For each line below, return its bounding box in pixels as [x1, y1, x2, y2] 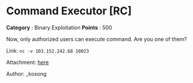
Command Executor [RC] [6, 4, 132, 18]
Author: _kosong [6, 70, 47, 77]
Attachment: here [6, 59, 49, 66]
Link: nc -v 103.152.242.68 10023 [6, 47, 90, 54]
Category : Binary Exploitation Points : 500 [6, 24, 112, 31]
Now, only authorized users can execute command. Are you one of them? [6, 35, 187, 42]
